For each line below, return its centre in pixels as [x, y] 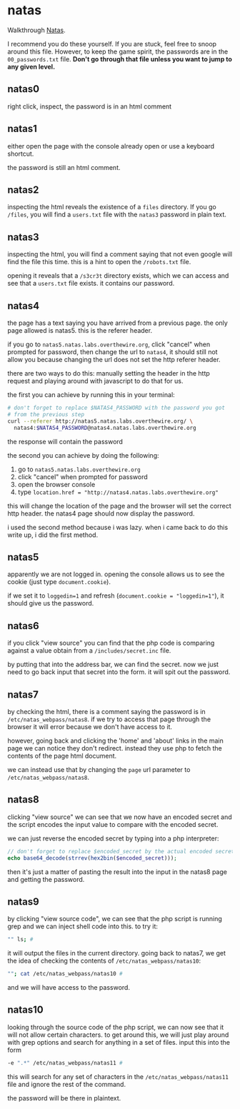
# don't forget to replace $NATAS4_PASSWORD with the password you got [116, 408]
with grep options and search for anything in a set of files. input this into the [119, 1042]
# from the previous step [46, 414]
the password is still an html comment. [64, 167]
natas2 [23, 190]
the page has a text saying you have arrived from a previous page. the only [118, 323]
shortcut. [21, 154]
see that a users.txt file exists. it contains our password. [91, 283]
